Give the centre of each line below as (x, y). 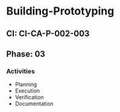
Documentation (34, 104)
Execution (27, 91)
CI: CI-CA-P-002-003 (48, 34)
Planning (26, 84)
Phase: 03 (26, 54)
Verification (29, 97)
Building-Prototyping (60, 11)
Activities (21, 71)
